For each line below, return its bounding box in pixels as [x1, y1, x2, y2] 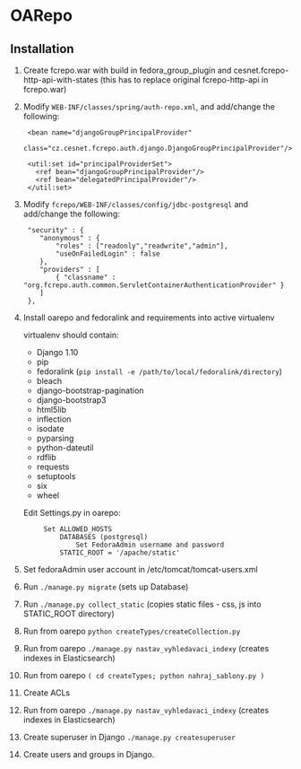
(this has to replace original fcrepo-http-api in [99, 74, 269, 85]
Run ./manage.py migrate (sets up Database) [22, 581, 189, 592]
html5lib [36, 405, 66, 415]
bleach [36, 376, 62, 386]
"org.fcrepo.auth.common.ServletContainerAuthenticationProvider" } [22, 281, 285, 290]
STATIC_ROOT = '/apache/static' [59, 548, 180, 557]
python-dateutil [36, 442, 94, 453]
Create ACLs [22, 687, 71, 698]
